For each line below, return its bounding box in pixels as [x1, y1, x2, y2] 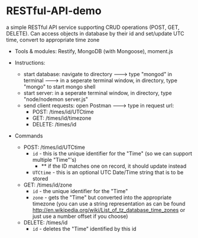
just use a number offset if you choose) [32, 213, 128, 220]
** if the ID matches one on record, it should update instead [41, 162, 187, 169]
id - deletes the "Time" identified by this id [32, 225, 137, 232]
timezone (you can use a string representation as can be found [32, 200, 186, 207]
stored [32, 175, 48, 182]
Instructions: [14, 59, 46, 66]
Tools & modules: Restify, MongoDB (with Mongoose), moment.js [14, 47, 173, 54]
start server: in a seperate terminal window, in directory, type [23, 89, 173, 96]
